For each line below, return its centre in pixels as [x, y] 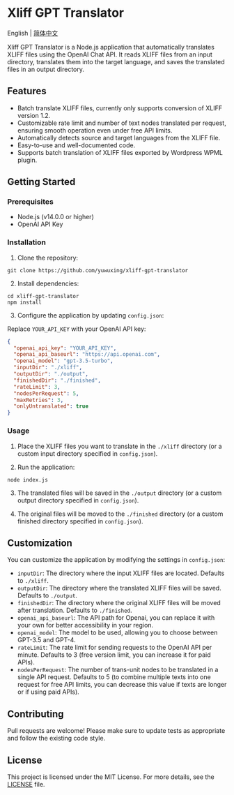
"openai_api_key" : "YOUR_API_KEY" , [65, 348]
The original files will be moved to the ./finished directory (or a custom [120, 514]
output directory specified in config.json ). [78, 500]
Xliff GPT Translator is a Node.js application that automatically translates [111, 47]
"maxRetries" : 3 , [39, 400]
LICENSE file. [26, 784]
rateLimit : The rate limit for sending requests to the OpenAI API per [115, 648]
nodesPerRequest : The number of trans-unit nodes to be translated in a [118, 670]
